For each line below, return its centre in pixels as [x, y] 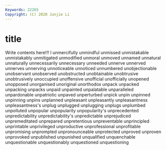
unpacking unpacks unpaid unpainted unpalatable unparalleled [69, 89]
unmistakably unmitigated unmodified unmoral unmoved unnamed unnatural [83, 58]
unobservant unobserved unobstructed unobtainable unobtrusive [72, 74]
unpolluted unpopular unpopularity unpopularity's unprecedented [72, 111]
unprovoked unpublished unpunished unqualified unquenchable [70, 137]
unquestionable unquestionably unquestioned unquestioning [67, 143]
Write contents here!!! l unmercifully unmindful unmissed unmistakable [77, 53]
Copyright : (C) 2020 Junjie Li [37, 14]
